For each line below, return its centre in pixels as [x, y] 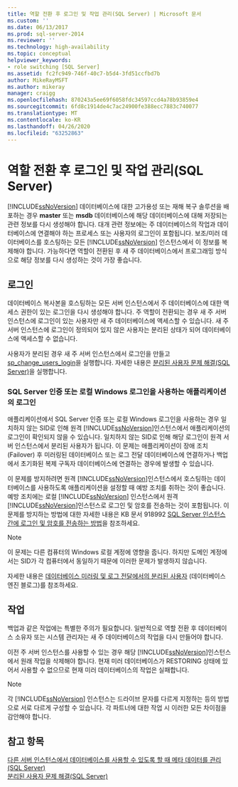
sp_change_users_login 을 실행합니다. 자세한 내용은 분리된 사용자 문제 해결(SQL [119, 363]
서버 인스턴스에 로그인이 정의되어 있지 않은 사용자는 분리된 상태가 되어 [104, 330]
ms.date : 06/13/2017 [38, 27]
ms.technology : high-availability [59, 47]
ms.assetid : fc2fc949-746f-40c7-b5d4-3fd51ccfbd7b [84, 73]
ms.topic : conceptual [39, 54]
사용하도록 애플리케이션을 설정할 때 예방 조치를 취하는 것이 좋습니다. [132, 487]
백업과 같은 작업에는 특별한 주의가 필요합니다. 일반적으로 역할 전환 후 [102, 628]
